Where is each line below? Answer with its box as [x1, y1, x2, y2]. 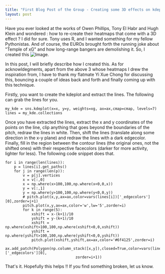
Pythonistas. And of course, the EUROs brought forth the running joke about [5, 41, 159, 47]
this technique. [5, 82, 35, 88]
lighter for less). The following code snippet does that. [5, 151, 115, 156]
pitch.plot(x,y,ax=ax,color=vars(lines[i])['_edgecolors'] [27, 194, 151, 199]
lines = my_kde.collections [5, 110, 63, 116]
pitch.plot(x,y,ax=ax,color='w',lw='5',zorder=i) [23, 203, 126, 208]
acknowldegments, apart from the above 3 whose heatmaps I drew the [5, 66, 148, 72]
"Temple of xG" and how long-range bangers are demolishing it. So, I [5, 46, 145, 52]
